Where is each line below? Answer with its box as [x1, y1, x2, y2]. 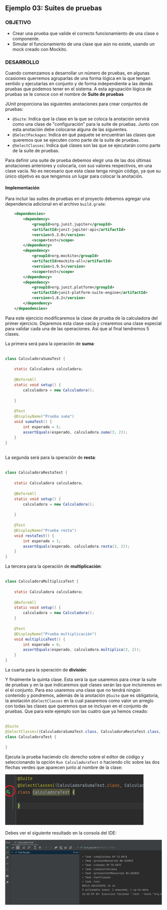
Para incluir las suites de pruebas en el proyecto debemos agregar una [5, 196, 150, 202]
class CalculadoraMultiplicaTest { [5, 579, 79, 584]
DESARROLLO [5, 58, 40, 65]
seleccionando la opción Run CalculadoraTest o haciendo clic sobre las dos [5, 759, 160, 765]
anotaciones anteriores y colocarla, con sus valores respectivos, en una [5, 162, 153, 169]
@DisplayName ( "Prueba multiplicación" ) [14, 631, 97, 637]
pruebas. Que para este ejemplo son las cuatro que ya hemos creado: [5, 708, 148, 714]
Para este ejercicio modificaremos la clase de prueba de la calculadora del [5, 315, 158, 321]
